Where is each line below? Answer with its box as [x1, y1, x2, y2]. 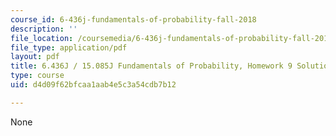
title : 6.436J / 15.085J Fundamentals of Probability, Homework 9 [10, 61, 293, 71]
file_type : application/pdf [10, 42, 128, 53]
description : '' [10, 24, 78, 34]
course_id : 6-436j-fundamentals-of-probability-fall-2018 [10, 14, 257, 25]
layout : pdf [10, 52, 60, 62]
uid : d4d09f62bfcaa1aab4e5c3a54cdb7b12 [10, 80, 177, 90]
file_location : [10, 33, 74, 43]
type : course [10, 71, 65, 81]
